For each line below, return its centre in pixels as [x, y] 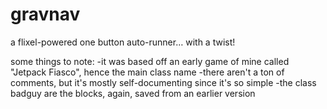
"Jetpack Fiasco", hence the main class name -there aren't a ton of [147, 72]
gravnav [45, 14]
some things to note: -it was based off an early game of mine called [150, 61]
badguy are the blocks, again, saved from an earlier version [133, 93]
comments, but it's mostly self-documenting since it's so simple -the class [163, 82]
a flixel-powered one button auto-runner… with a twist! [123, 42]
